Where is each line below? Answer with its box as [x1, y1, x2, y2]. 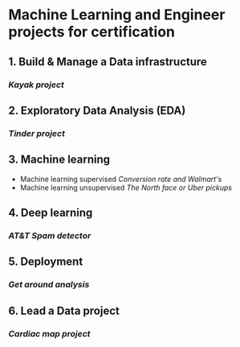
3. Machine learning [8, 153, 111, 167]
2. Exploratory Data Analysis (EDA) [8, 103, 186, 118]
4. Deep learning [8, 206, 93, 220]
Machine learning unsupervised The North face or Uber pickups [19, 183, 233, 192]
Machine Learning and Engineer [8, 6, 226, 24]
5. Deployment [8, 255, 83, 269]
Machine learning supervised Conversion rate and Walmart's [19, 174, 222, 184]
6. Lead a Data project [8, 304, 120, 317]
